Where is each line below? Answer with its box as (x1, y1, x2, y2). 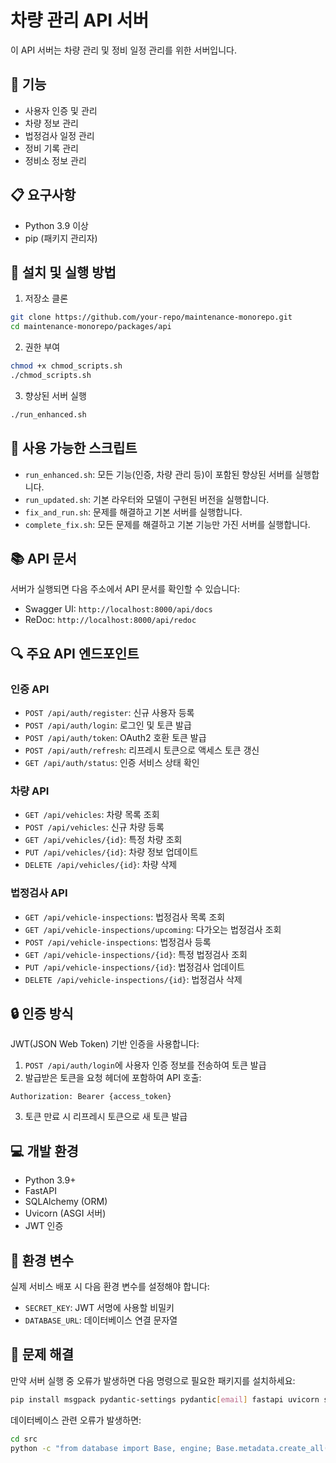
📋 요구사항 (10, 187, 77, 204)
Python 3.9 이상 (24, 219, 89, 231)
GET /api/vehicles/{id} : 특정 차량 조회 (24, 834, 183, 846)
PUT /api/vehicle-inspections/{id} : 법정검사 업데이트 (24, 961, 245, 973)
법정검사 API (10, 886, 68, 900)
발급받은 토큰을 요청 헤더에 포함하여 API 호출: (24, 1072, 202, 1084)
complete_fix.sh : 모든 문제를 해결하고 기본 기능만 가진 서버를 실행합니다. (24, 518, 311, 530)
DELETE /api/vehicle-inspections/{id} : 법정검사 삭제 (24, 973, 243, 985)
